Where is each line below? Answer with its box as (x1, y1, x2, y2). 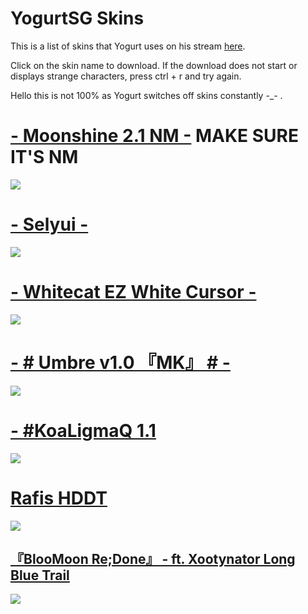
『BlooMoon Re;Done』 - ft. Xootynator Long (10, 550, 296, 567)
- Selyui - (10, 213, 89, 236)
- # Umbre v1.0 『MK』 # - (10, 351, 231, 374)
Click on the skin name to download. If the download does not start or (10, 59, 298, 71)
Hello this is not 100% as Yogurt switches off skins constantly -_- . (10, 89, 283, 101)
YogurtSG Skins (10, 7, 145, 30)
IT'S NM (10, 146, 79, 169)
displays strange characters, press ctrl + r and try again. (10, 70, 242, 82)
